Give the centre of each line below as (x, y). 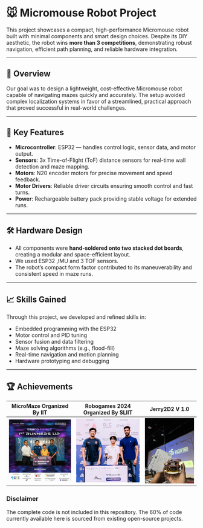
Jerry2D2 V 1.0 (169, 409)
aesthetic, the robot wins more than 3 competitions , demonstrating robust (99, 42)
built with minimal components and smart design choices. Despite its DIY (97, 36)
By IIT (40, 412)
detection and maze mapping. (52, 166)
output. (24, 153)
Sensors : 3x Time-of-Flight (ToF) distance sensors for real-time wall (100, 160)
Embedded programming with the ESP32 (66, 329)
